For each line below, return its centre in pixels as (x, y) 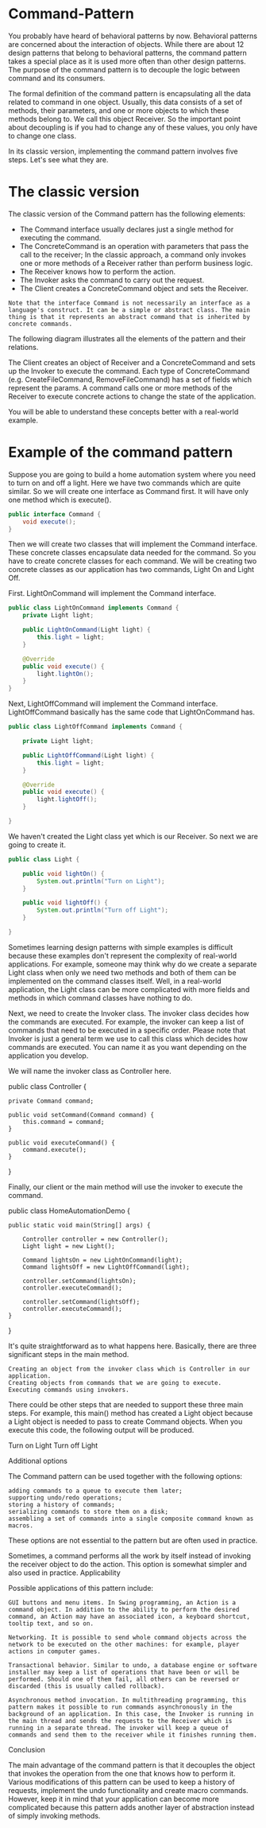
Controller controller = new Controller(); (96, 1239)
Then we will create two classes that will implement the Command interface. (133, 544)
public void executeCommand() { (62, 1142)
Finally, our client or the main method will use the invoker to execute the (126, 1187)
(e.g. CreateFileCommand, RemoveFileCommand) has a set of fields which (130, 379)
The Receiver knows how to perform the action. (98, 271)
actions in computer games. (55, 1651)
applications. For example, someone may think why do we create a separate (133, 964)
